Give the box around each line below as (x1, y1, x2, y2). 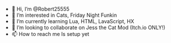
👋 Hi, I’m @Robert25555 (11, 6, 70, 12)
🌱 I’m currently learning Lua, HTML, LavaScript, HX (11, 18, 134, 24)
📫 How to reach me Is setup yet (11, 31, 89, 37)
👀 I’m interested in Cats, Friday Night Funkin (11, 12, 117, 19)
